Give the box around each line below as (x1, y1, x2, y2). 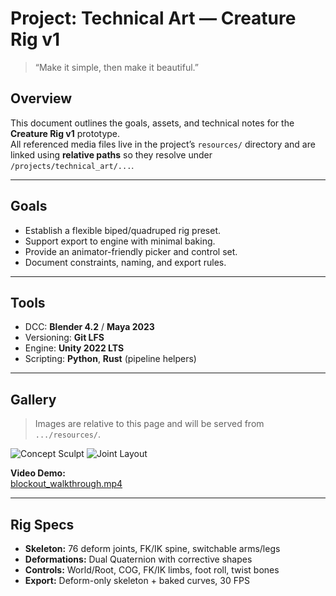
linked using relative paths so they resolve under (10, 148, 213, 161)
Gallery (10, 391, 57, 408)
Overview (10, 90, 73, 107)
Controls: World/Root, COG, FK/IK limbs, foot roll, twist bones (24, 564, 280, 576)
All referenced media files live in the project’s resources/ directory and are (10, 138, 316, 150)
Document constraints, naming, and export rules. (24, 256, 227, 268)
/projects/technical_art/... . (10, 159, 135, 171)
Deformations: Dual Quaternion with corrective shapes (24, 553, 253, 565)
